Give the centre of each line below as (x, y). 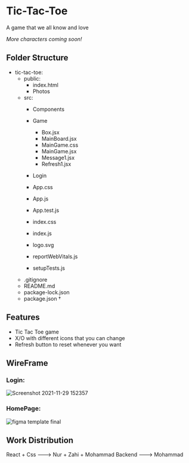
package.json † (42, 298)
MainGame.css (60, 145)
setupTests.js (49, 268)
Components (48, 109)
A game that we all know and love (47, 27)
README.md (39, 286)
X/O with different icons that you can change (70, 338)
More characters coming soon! (44, 39)
